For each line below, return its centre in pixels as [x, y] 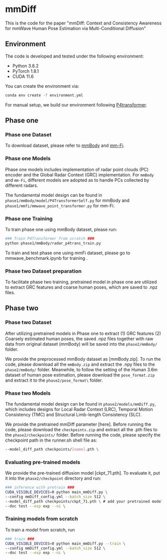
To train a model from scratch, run [40, 530]
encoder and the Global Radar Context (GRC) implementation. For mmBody [80, 175]
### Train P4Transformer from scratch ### [50, 238]
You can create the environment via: [42, 86]
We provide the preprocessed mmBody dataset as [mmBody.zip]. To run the [83, 359]
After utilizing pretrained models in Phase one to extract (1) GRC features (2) [83, 333]
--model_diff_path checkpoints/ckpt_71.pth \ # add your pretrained [78, 501]
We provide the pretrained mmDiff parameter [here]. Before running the [78, 424]
